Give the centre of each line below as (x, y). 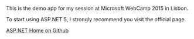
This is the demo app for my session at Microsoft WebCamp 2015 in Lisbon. (97, 8)
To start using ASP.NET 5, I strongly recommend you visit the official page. (96, 19)
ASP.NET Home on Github (38, 30)
